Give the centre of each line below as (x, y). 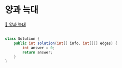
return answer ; (38, 52)
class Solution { (22, 39)
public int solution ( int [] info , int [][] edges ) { (66, 43)
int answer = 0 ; (39, 48)
